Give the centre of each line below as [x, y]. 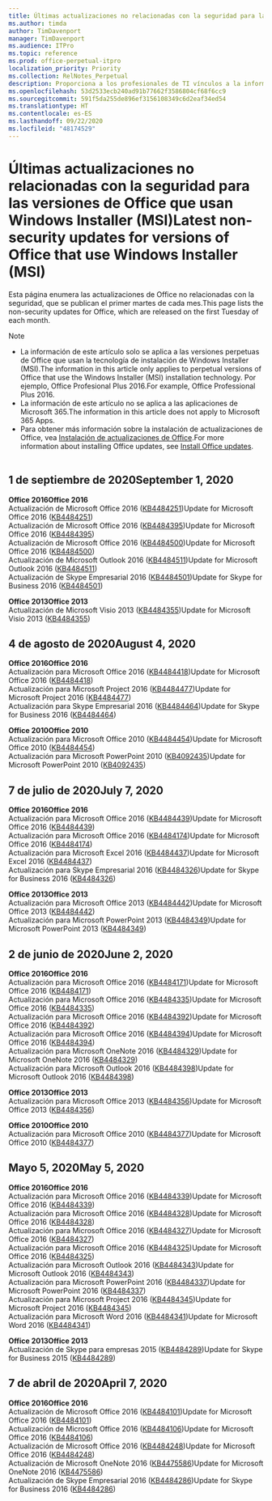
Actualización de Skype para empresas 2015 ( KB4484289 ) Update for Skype [136, 1349]
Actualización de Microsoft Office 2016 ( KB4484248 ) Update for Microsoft [132, 1446]
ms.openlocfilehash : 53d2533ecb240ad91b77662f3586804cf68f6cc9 [117, 91]
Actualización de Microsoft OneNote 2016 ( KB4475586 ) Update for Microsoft [136, 1463]
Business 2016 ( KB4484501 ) [56, 585]
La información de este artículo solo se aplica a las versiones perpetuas [140, 351]
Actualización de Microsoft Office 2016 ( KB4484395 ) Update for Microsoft [132, 525]
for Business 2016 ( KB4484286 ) [62, 1489]
